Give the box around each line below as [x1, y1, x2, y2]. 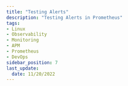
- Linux [6, 25, 26, 32]
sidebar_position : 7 [6, 59, 59, 65]
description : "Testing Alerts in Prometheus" [6, 15, 123, 21]
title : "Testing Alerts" [6, 8, 69, 15]
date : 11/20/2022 [11, 71, 56, 77]
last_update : [6, 65, 39, 71]
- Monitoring [6, 37, 39, 43]
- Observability [6, 31, 47, 38]
